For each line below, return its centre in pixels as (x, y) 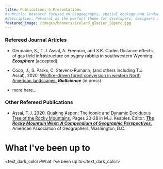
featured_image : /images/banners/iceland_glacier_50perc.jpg (68, 23)
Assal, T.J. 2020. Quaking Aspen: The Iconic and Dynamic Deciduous (81, 113)
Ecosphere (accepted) (35, 61)
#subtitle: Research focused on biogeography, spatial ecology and (75, 14)
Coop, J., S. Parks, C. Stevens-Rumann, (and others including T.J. (78, 70)
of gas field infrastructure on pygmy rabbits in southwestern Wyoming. (83, 56)
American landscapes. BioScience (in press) (57, 80)
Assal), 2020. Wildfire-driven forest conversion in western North (76, 75)
